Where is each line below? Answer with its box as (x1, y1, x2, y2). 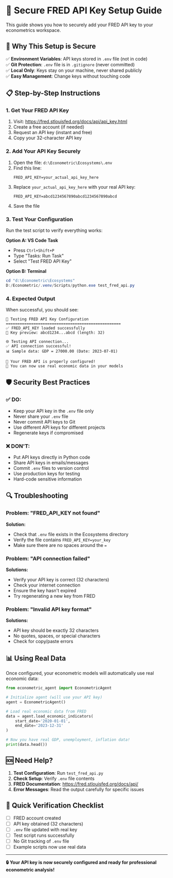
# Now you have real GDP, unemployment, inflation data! (6, 737, 130, 742)
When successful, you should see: (6, 307, 79, 313)
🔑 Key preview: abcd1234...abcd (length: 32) (6, 330, 105, 336)
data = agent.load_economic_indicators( (6, 714, 94, 719)
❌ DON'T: (6, 442, 30, 449)
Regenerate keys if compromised (13, 429, 84, 436)
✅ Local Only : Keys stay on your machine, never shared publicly (6, 67, 142, 74)
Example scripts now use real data (13, 844, 86, 850)
